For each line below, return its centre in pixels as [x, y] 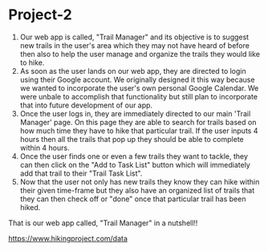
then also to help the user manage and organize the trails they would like [140, 54]
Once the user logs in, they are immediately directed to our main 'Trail [135, 113]
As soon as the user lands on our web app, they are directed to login [133, 71]
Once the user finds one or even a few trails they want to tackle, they [134, 156]
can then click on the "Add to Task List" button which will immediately [135, 164]
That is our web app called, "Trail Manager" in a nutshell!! [103, 223]
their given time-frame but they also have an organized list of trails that [137, 190]
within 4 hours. [45, 148]
